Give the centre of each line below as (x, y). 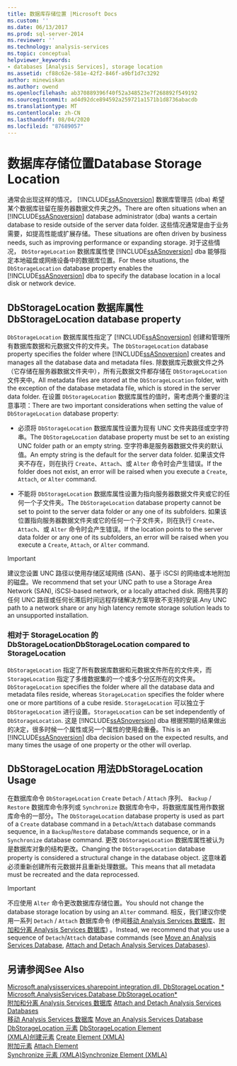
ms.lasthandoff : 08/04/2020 (49, 119)
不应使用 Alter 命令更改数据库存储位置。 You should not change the (106, 903)
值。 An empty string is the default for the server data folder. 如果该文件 (121, 455)
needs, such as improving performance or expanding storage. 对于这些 (111, 243)
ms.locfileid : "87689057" (45, 126)
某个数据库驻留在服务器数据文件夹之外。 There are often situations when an (117, 208)
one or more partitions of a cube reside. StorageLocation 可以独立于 (106, 702)
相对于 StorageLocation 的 (53, 635)
